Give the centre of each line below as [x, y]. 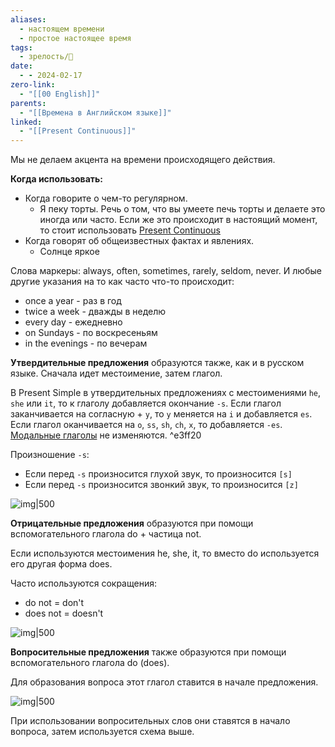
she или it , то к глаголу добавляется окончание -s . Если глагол [146, 403]
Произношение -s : [50, 455]
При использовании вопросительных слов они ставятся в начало [150, 721]
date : [21, 66]
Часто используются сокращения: [83, 583]
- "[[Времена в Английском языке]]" [95, 112]
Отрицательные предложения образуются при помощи [132, 523]
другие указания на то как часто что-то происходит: [122, 282]
